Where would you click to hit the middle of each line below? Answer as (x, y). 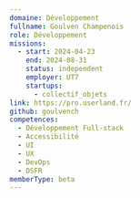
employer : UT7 (52, 78)
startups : (45, 86)
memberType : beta (42, 179)
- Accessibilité (48, 137)
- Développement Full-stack (71, 129)
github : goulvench (44, 111)
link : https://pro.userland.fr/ (70, 103)
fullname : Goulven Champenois (67, 26)
